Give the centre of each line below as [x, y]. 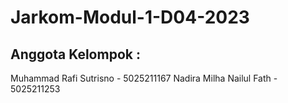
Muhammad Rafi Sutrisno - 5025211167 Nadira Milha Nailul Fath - [144, 78]
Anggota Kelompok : [75, 54]
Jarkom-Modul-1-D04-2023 [130, 17]
